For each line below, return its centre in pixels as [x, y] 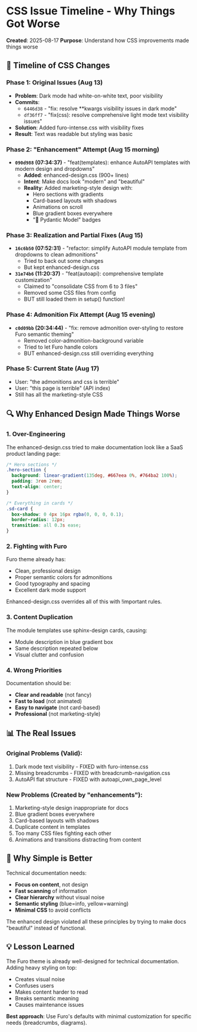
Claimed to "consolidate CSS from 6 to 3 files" [81, 286]
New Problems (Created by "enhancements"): [74, 795]
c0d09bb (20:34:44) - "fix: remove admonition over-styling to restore [99, 328]
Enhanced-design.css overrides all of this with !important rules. [84, 602]
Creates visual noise [40, 979]
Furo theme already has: [36, 559]
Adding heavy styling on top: [41, 967]
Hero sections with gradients [68, 194]
